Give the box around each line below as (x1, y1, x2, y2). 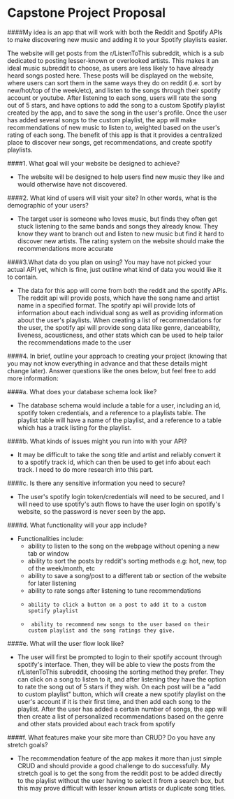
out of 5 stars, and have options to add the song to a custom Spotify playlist (7, 101, 226, 109)
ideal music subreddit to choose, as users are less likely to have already (7, 64, 214, 72)
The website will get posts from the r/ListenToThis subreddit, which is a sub (7, 49, 224, 57)
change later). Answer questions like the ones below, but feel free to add (7, 366, 217, 375)
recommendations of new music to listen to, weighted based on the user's (7, 123, 221, 131)
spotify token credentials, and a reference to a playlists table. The (17, 408, 206, 417)
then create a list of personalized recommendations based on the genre (17, 712, 224, 721)
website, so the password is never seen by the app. (17, 507, 166, 515)
